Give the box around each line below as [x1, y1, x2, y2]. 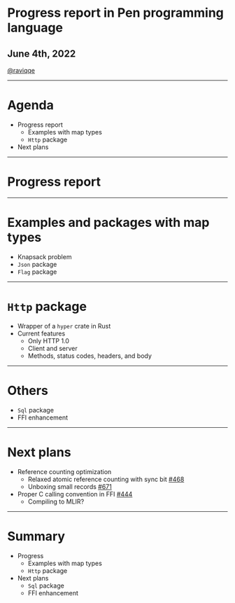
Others [7, 382, 49, 398]
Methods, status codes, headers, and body [27, 352, 152, 360]
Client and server [27, 344, 78, 352]
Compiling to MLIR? [27, 497, 85, 506]
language [7, 20, 64, 36]
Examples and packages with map [7, 215, 210, 230]
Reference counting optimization [17, 467, 112, 476]
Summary [7, 528, 65, 544]
